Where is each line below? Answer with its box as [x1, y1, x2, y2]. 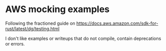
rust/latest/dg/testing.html [5, 25, 60, 31]
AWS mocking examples [5, 4, 110, 15]
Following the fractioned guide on [5, 20, 75, 26]
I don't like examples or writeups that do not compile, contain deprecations [5, 35, 161, 41]
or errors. [5, 40, 25, 46]
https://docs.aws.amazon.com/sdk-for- [76, 20, 158, 26]
